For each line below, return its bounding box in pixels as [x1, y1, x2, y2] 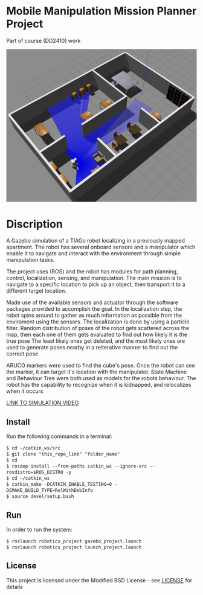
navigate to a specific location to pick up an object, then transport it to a [6, 281, 185, 288]
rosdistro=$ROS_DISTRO [6, 469, 63, 476]
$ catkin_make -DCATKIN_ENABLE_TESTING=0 [6, 482, 112, 488]
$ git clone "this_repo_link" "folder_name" [6, 451, 120, 457]
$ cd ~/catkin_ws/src [6, 445, 61, 451]
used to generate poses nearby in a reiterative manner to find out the [6, 344, 178, 351]
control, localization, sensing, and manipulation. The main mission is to [6, 275, 182, 282]
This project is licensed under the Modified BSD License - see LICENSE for [6, 576, 192, 584]
